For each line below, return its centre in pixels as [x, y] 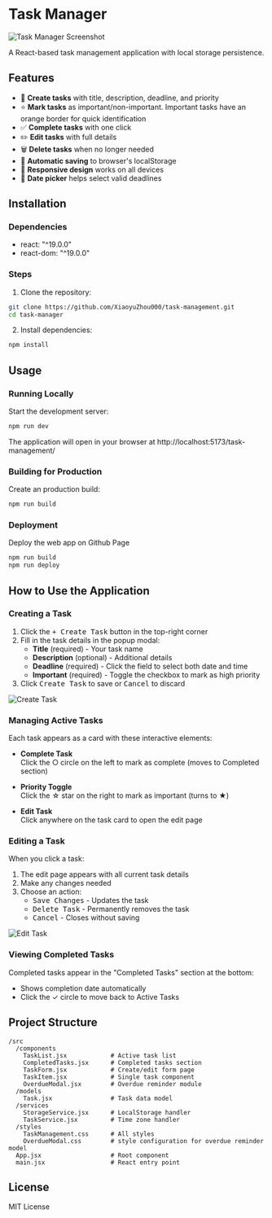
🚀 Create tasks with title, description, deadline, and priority [120, 98]
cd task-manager [36, 314]
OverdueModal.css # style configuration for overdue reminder [144, 1141]
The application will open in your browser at [82, 441]
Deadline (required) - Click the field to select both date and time [140, 666]
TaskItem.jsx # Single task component [109, 1077]
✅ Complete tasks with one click [76, 127]
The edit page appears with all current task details [104, 874]
